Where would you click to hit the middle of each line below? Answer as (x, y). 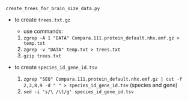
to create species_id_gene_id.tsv (56, 67)
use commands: (43, 31)
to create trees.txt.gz (42, 20)
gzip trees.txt (42, 56)
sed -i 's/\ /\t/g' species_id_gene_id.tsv (79, 92)
